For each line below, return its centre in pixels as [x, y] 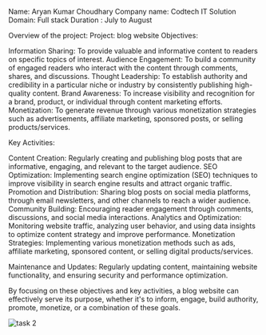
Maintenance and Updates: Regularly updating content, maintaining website [133, 267]
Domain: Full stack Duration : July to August [80, 20]
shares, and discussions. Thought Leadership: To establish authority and [128, 76]
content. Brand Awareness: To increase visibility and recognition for [144, 93]
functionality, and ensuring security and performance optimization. [118, 275]
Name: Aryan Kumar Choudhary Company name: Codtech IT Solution [123, 12]
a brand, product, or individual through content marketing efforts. [115, 102]
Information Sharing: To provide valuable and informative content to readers [133, 51]
